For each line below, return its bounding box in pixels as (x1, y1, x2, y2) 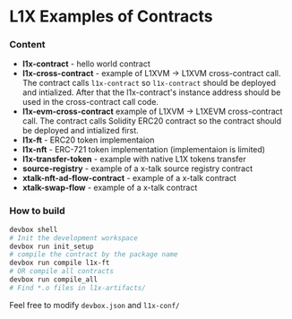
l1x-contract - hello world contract (21, 58, 150, 69)
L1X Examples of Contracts (9, 6, 213, 27)
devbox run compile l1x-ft (9, 258, 110, 268)
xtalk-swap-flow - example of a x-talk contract (21, 182, 198, 194)
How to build (9, 204, 65, 217)
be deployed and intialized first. (21, 125, 139, 136)
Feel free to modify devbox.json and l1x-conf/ (9, 299, 181, 310)
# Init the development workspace (9, 233, 139, 243)
